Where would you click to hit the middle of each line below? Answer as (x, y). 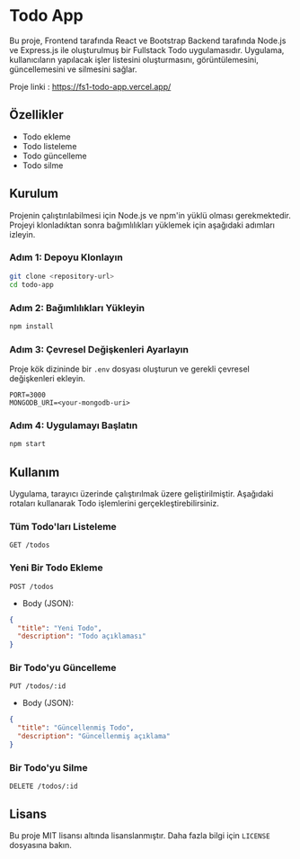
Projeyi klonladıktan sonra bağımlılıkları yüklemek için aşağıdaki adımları (142, 225)
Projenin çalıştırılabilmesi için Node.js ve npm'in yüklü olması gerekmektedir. (150, 215)
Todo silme (43, 165)
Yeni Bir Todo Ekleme (56, 568)
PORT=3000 (28, 395)
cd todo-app (31, 284)
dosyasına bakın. (40, 846)
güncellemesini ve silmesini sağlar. (73, 69)
